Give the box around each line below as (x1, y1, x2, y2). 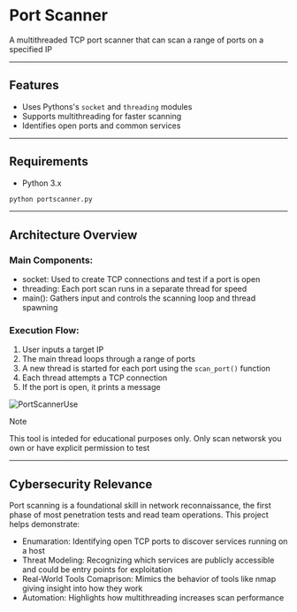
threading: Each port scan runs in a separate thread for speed (21, 284, 247, 295)
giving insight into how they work (21, 583, 143, 593)
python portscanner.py (9, 195, 93, 203)
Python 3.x (21, 178, 62, 188)
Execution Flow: (9, 325, 80, 337)
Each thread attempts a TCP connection (21, 372, 168, 383)
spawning (21, 302, 58, 313)
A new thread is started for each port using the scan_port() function (21, 363, 271, 374)
